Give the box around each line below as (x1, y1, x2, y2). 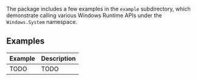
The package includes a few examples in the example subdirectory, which (6, 6, 191, 12)
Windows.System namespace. (6, 18, 78, 25)
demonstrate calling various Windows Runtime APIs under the (6, 12, 162, 19)
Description (40, 54, 76, 63)
